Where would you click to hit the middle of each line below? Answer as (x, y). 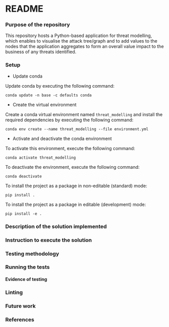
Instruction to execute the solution (49, 240)
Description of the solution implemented (56, 226)
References (20, 319)
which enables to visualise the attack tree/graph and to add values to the (81, 41)
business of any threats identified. (41, 52)
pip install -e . (24, 213)
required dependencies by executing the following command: (69, 120)
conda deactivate (24, 176)
